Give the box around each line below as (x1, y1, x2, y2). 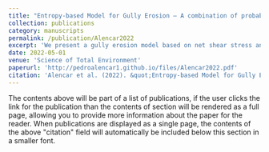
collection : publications (8, 19, 94, 27)
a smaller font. (8, 135, 56, 145)
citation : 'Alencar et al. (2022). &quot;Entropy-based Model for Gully (8, 71, 256, 79)
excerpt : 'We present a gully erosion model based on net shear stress (8, 42, 252, 50)
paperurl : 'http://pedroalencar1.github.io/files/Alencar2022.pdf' (8, 64, 239, 72)
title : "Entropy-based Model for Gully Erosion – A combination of (8, 11, 239, 20)
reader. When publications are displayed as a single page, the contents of (8, 118, 251, 128)
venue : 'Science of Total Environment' (8, 57, 142, 65)
